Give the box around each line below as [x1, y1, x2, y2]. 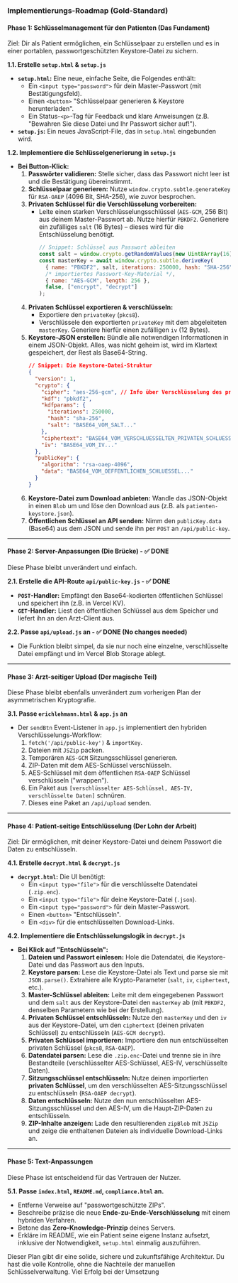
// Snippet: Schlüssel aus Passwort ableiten [38, 244, 176, 251]
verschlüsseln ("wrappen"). [28, 776, 108, 785]
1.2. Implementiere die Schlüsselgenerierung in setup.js [7, 149, 176, 157]
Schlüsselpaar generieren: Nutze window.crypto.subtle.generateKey [28, 185, 231, 193]
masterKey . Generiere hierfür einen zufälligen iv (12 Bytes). [38, 326, 210, 334]
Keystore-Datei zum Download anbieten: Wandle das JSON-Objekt [28, 493, 227, 503]
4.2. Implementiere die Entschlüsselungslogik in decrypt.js [7, 932, 186, 940]
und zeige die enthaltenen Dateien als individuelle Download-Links [28, 1127, 223, 1135]
